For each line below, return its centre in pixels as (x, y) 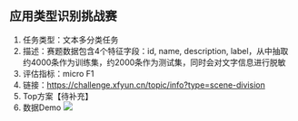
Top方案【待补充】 (58, 96)
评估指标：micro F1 (58, 73)
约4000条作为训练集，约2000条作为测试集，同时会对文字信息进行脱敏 (154, 62)
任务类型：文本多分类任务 (70, 40)
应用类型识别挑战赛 (63, 16)
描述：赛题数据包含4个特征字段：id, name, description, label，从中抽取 (155, 51)
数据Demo (42, 107)
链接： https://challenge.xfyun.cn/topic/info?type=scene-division (144, 85)
